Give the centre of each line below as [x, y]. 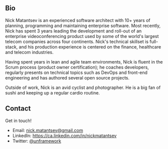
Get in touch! [18, 120]
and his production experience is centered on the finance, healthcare [90, 46]
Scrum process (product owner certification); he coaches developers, [77, 67]
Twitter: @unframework [37, 141]
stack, [11, 46]
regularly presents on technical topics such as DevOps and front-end [76, 72]
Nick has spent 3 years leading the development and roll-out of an [73, 31]
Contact [18, 109]
